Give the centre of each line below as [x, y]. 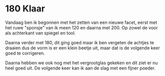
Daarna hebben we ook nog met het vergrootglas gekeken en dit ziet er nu [82, 63]
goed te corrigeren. [25, 53]
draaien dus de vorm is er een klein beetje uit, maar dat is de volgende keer [83, 48]
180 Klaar [25, 9]
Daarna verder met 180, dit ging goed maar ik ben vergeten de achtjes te [80, 42]
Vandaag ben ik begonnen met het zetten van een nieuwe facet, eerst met [81, 22]
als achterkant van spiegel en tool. [40, 33]
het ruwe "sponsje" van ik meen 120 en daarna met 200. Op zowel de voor [82, 27]
